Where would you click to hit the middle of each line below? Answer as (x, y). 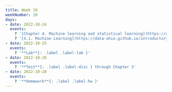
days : (11, 19)
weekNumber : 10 (21, 15)
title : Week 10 (21, 10)
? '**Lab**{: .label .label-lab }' (52, 53)
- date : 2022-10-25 (26, 43)
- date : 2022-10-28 (26, 72)
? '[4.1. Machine (33, 39)
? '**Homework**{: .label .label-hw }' (57, 81)
